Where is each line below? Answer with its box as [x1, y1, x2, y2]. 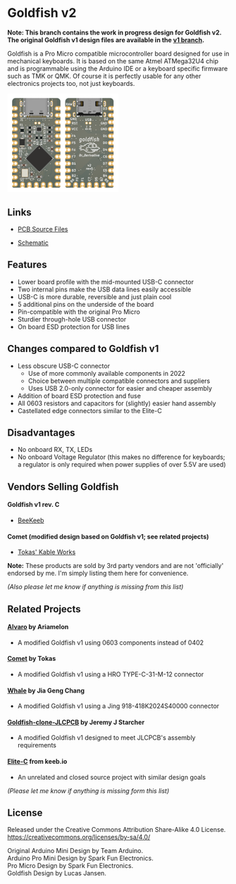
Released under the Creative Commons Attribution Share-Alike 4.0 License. [7, 826, 226, 834]
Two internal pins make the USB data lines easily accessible [17, 285, 192, 293]
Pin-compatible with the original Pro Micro [17, 308, 141, 316]
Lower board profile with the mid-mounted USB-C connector [17, 277, 194, 286]
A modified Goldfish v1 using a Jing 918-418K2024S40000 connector [17, 702, 220, 710]
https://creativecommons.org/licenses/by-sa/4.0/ [7, 833, 151, 842]
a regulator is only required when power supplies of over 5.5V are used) [17, 460, 227, 469]
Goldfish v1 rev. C [7, 500, 60, 509]
